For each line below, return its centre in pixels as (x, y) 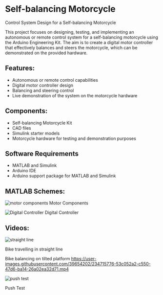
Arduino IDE (24, 171)
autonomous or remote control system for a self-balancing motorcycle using (82, 37)
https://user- (84, 259)
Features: (20, 68)
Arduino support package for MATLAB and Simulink (64, 176)
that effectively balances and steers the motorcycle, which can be (71, 47)
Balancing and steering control (43, 90)
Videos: (17, 228)
